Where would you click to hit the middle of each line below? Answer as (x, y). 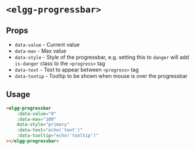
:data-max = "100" (37, 119)
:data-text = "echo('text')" (50, 130)
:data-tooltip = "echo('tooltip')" (58, 136)
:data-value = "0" (37, 113)
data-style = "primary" (43, 125)
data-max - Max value (40, 51)
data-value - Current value (47, 45)
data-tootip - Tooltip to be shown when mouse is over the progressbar (101, 76)
